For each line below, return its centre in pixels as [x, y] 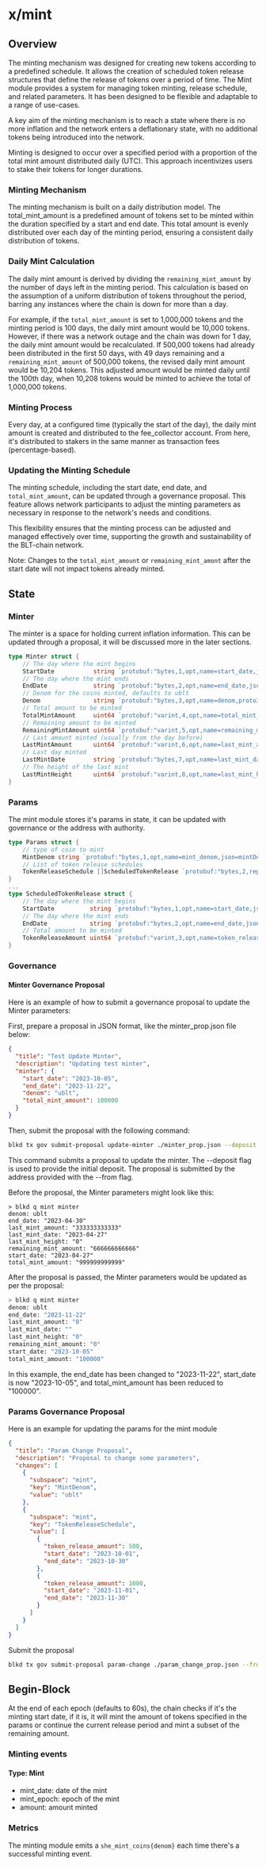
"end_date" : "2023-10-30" [86, 1561]
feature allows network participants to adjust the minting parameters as [125, 504]
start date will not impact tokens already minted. [87, 569]
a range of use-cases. [44, 105]
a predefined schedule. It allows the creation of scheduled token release [126, 71]
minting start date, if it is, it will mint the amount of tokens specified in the [128, 1717]
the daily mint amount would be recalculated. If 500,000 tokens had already [131, 344]
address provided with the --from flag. [71, 1177]
